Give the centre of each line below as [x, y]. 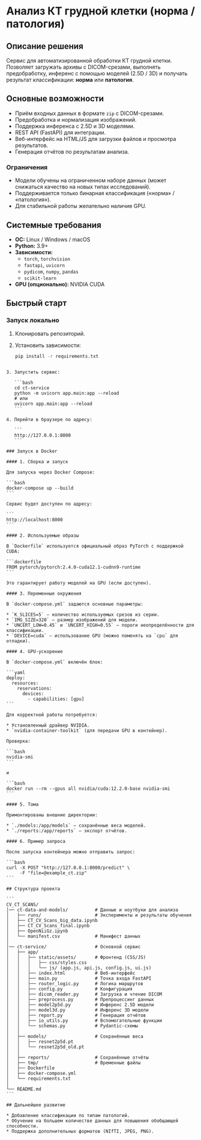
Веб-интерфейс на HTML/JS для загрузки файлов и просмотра [95, 139]
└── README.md [24, 1089]
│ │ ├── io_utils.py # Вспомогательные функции [84, 1021]
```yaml [16, 673]
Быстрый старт [37, 303]
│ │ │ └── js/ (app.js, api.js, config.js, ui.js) [79, 968]
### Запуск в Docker [32, 451]
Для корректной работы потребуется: [52, 715]
